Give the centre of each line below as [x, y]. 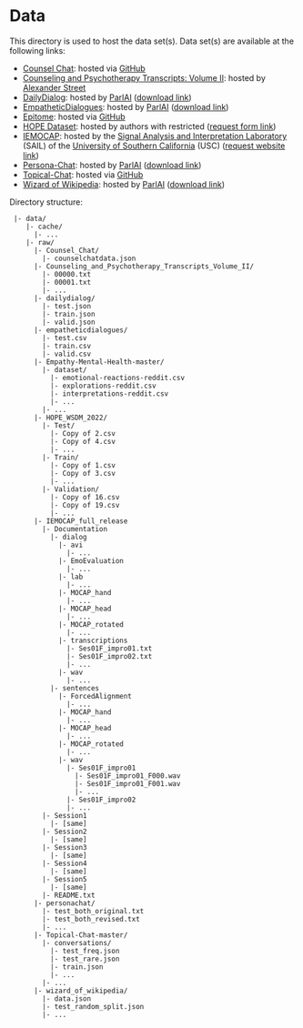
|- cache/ [45, 227]
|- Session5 [65, 879]
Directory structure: [46, 202]
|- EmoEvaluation [91, 560]
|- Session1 [65, 815]
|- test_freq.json [85, 951]
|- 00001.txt [67, 282]
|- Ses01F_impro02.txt [110, 656]
